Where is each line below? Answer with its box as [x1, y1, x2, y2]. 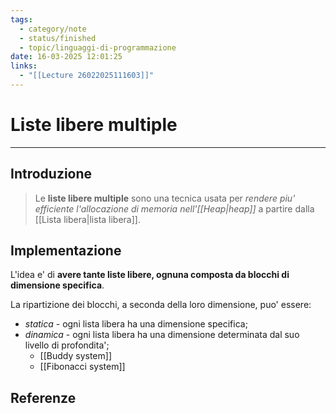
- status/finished [19, 33, 97, 43]
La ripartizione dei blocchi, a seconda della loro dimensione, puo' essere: [10, 299, 312, 311]
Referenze [10, 389, 77, 406]
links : [10, 61, 38, 71]
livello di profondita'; [24, 339, 110, 351]
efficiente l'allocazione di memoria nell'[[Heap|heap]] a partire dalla [34, 202, 315, 215]
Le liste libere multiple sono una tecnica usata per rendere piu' [34, 192, 296, 204]
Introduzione [10, 166, 93, 183]
